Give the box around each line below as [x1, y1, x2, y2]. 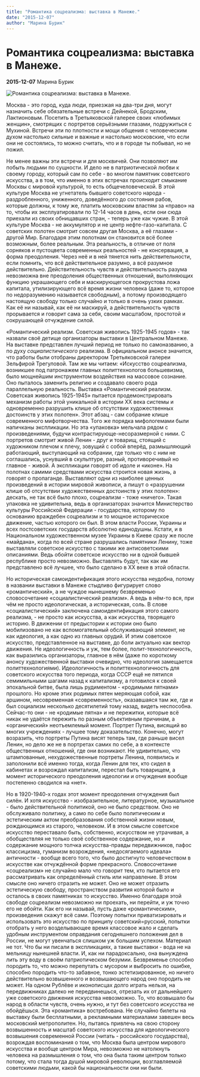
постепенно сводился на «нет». [6, 779, 88, 786]
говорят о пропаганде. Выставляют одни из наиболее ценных [6, 474, 164, 482]
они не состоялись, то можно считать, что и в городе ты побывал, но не [6, 140, 191, 147]
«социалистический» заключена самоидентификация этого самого [6, 607, 179, 615]
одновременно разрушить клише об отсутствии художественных [6, 405, 174, 412]
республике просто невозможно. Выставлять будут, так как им [6, 558, 168, 565]
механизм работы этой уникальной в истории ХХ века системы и [6, 398, 174, 406]
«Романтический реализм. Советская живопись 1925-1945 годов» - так [6, 328, 190, 335]
